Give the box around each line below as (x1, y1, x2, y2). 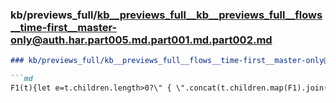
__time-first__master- (10, 20, 118, 34)
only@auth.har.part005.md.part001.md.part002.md (10, 33, 273, 47)
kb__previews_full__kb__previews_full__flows (96, 8, 323, 22)
